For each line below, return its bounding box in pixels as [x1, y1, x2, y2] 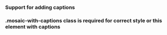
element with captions [5, 23, 61, 30]
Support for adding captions [5, 4, 75, 11]
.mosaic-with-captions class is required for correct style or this [5, 17, 163, 24]
